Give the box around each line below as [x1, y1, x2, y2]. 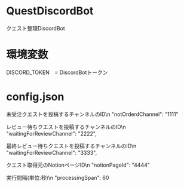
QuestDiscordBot [6, 4, 94, 18]
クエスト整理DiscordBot [6, 24, 66, 32]
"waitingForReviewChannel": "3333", [6, 149, 97, 156]
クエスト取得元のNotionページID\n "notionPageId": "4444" [6, 161, 151, 168]
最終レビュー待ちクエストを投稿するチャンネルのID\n [6, 142, 137, 149]
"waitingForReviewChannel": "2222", [6, 130, 97, 137]
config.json [6, 90, 65, 104]
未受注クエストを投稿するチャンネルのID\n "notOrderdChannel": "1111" [6, 111, 179, 118]
